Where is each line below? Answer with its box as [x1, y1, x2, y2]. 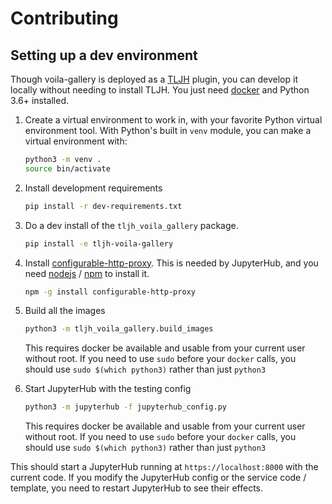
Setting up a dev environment [10, 47, 198, 64]
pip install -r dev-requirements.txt [24, 201, 183, 211]
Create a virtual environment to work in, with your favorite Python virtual [24, 114, 323, 126]
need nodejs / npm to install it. [24, 267, 150, 279]
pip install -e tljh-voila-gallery [24, 238, 174, 249]
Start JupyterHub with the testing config [24, 383, 192, 395]
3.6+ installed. [10, 95, 70, 106]
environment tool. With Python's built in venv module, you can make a [24, 125, 312, 136]
